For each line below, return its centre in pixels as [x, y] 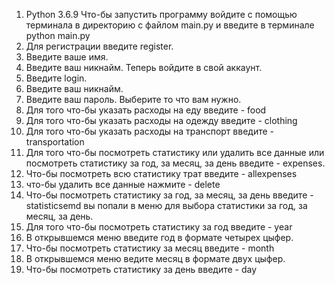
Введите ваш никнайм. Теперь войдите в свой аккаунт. [144, 67]
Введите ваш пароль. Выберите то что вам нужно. [133, 99]
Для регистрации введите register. [99, 46]
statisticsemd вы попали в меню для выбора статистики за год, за [166, 205]
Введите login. [56, 78]
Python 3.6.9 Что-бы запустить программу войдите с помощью [161, 14]
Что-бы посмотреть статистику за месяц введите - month [150, 248]
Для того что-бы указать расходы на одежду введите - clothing [161, 120]
